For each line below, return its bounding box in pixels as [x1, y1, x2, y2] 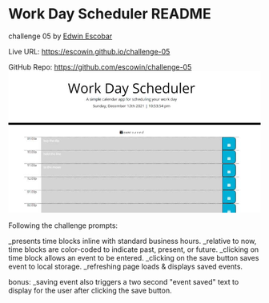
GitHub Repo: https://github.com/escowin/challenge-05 [8, 62, 192, 72]
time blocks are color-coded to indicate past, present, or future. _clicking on [8, 245, 259, 254]
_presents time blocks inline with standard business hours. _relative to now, [8, 237, 257, 246]
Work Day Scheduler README [8, 5, 211, 23]
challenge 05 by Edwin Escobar [8, 31, 113, 41]
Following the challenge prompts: [8, 221, 118, 230]
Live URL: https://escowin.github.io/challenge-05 [8, 46, 171, 56]
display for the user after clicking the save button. [8, 285, 172, 296]
